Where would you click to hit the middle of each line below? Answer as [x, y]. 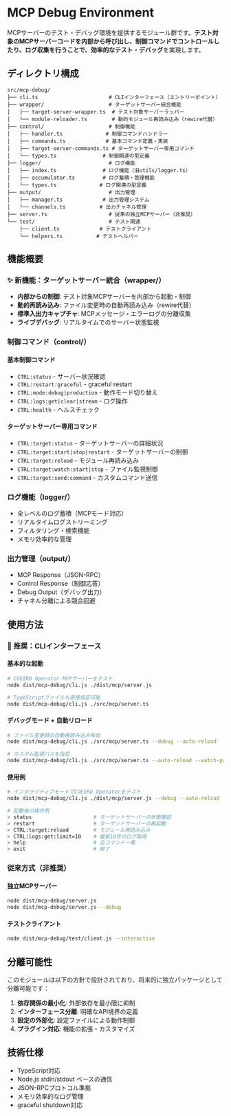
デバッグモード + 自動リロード [50, 720]
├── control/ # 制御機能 [71, 126]
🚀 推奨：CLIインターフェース [54, 646]
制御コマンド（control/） [49, 342]
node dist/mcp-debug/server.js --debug [64, 907]
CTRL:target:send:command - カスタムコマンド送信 [87, 477]
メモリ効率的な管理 [44, 539]
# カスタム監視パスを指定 [38, 754]
